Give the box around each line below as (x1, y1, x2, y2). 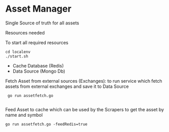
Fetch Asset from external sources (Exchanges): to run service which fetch (5, 78, 162, 84)
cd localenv (5, 49, 31, 54)
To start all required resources (5, 39, 69, 46)
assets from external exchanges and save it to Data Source (5, 83, 129, 89)
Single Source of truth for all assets (5, 20, 79, 26)
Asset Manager (5, 3, 72, 15)
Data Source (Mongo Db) (12, 68, 65, 74)
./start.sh (5, 54, 29, 59)
